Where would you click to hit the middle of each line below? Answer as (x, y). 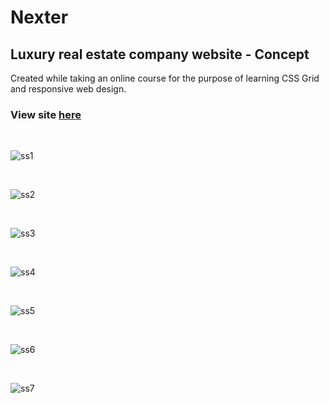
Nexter (39, 17)
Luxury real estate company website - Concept (160, 54)
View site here (46, 114)
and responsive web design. (68, 89)
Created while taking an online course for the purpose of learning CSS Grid (165, 78)
